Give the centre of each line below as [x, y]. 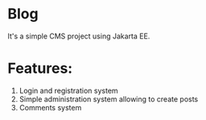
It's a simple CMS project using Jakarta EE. [79, 36]
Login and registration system [68, 90]
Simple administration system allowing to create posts [109, 99]
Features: [40, 68]
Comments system [50, 107]
